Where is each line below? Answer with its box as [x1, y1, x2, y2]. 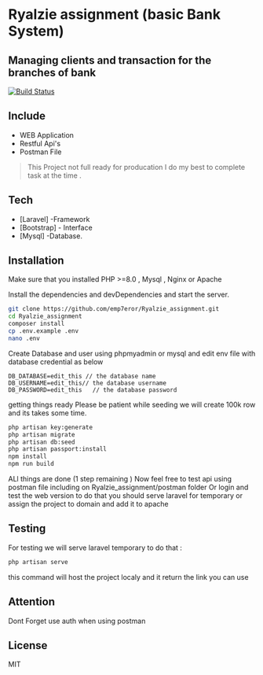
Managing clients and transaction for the [8, 53, 212, 67]
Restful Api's [19, 138, 61, 148]
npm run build [8, 460, 55, 468]
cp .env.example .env [8, 327, 79, 335]
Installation [8, 254, 64, 267]
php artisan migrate [8, 430, 76, 438]
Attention [8, 596, 55, 609]
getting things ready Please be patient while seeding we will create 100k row [8, 400, 256, 409]
